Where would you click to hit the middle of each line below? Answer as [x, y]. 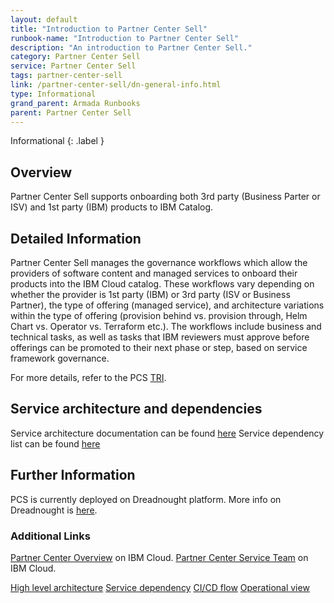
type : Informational [53, 94]
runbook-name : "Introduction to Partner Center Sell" [125, 38]
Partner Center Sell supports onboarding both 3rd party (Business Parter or [165, 197]
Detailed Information [76, 238]
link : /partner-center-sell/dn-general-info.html [116, 85]
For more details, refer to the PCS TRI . [88, 377]
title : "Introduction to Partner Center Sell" [109, 29]
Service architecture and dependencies [136, 409]
